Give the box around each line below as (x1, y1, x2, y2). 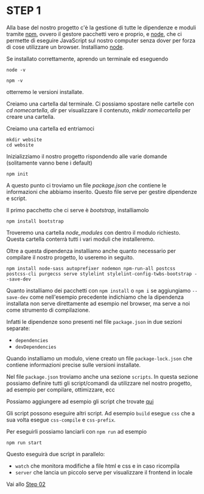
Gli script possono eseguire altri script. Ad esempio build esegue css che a (6, 409, 195, 417)
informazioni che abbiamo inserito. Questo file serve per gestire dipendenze (6, 188, 197, 195)
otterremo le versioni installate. (6, 88, 84, 95)
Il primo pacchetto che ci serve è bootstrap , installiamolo (6, 206, 149, 213)
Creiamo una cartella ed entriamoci (6, 124, 94, 132)
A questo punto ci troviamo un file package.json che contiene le (6, 181, 167, 189)
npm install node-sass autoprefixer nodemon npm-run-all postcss (6, 265, 175, 271)
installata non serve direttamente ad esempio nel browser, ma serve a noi (6, 299, 190, 307)
